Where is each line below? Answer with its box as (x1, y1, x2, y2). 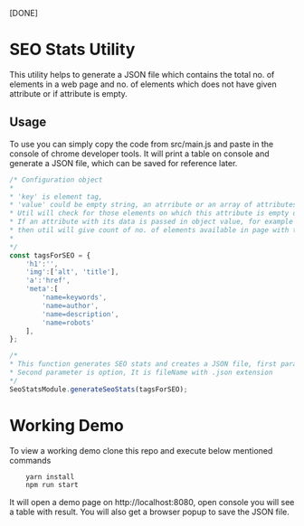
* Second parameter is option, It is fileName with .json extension (9, 368, 273, 377)
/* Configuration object (9, 175, 103, 184)
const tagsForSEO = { (9, 250, 91, 260)
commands (9, 455, 52, 465)
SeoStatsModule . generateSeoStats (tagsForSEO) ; (9, 384, 188, 394)
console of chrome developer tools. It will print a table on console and (9, 148, 270, 159)
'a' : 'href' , (25, 276, 71, 286)
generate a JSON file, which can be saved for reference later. (9, 157, 238, 168)
